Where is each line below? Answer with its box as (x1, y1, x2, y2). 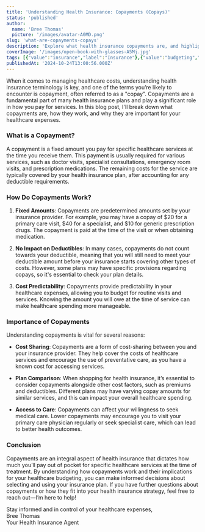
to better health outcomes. (15, 425, 82, 433)
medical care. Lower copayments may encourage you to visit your (15, 413, 182, 420)
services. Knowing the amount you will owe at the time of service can (15, 296, 190, 303)
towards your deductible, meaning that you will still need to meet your (15, 252, 191, 259)
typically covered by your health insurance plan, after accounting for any (6, 171, 189, 178)
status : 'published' (6, 15, 59, 21)
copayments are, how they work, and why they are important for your (6, 110, 181, 117)
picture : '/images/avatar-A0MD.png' (12, 32, 105, 38)
